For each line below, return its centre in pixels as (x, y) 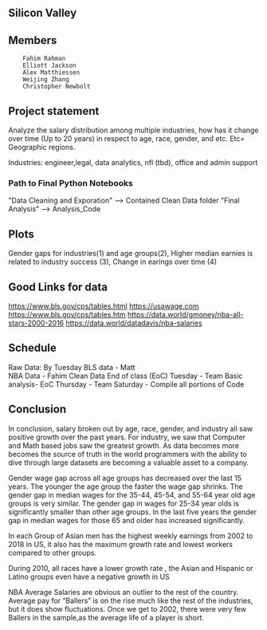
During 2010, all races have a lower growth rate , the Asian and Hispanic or (131, 568)
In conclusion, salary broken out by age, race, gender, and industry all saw (131, 428)
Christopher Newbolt (57, 87)
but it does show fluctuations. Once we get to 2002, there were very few (128, 608)
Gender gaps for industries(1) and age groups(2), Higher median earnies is (131, 254)
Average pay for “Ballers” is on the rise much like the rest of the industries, (131, 600)
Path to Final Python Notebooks (71, 183)
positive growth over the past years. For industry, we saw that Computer (127, 437)
